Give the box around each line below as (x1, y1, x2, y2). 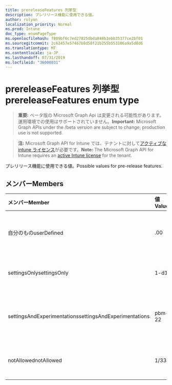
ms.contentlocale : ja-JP (5, 50, 58, 55)
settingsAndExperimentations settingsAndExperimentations (8, 313, 150, 320)
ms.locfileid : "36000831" (5, 60, 60, 65)
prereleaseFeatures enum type (5, 95, 139, 106)
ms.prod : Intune (5, 27, 40, 32)
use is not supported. (17, 130, 63, 136)
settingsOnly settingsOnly (8, 269, 69, 276)
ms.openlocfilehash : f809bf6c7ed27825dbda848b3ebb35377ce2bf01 (5, 36, 143, 41)
